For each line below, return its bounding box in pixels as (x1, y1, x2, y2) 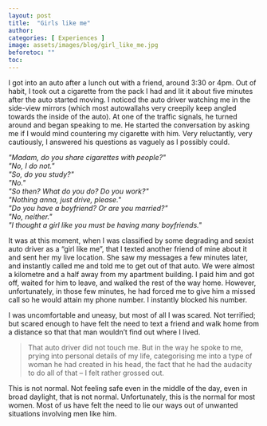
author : (8, 26, 34, 34)
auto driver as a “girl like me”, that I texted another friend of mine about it (8, 244, 247, 253)
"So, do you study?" (8, 169, 74, 179)
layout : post (8, 11, 52, 20)
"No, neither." (8, 212, 53, 221)
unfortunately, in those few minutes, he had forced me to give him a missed (8, 286, 256, 295)
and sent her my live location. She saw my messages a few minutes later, (8, 252, 249, 262)
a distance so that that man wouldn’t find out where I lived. (8, 327, 201, 337)
